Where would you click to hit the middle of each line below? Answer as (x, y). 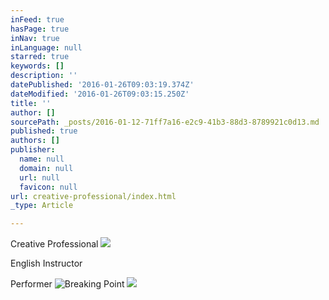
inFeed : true (37, 19)
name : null (42, 159)
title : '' (31, 103)
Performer (31, 284)
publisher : (33, 150)
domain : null (46, 168)
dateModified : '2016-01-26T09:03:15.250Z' (100, 94)
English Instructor (46, 263)
